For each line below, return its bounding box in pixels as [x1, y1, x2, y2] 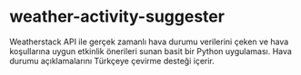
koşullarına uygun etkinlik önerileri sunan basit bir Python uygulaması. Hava [9, 45, 293, 56]
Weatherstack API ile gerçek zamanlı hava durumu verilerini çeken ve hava [9, 36, 289, 47]
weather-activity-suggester [9, 6, 226, 27]
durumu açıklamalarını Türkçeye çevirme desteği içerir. [9, 55, 216, 66]
